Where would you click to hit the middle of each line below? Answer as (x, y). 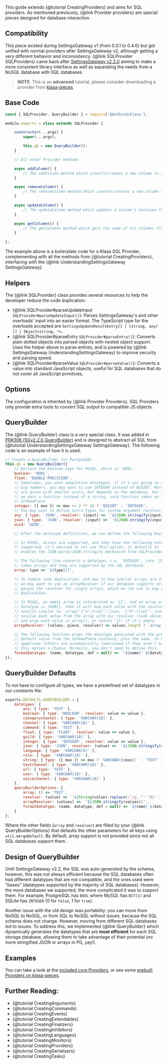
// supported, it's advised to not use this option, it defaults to (86, 547)
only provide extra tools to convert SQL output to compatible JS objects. (79, 407)
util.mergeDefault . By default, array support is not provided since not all (80, 836)
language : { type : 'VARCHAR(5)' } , (60, 751)
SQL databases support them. (36, 841)
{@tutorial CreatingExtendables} (45, 1019)
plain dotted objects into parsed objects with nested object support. (82, 342)
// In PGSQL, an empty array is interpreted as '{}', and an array (85, 602)
